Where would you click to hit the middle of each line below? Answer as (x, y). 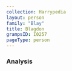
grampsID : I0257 (27, 35)
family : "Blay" (25, 23)
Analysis (20, 61)
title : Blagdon (25, 29)
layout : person (25, 18)
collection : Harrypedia (36, 12)
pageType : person (28, 40)
